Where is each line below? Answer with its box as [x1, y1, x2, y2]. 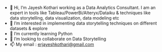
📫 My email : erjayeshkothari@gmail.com [9, 42, 94, 47]
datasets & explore [9, 26, 48, 31]
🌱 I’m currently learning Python [9, 31, 73, 36]
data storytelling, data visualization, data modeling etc [9, 15, 119, 21]
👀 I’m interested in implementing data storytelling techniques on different [9, 20, 157, 26]
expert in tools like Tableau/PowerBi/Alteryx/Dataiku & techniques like [9, 10, 151, 16]
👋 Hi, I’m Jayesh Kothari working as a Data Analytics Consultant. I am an [9, 5, 156, 10]
